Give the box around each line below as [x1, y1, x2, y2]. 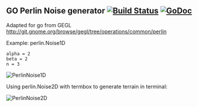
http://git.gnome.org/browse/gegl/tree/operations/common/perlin [6, 28, 167, 35]
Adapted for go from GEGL [6, 21, 72, 28]
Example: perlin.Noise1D [6, 39, 65, 46]
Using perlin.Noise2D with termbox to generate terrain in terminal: [6, 83, 168, 90]
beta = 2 [6, 56, 28, 62]
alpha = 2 [6, 51, 31, 57]
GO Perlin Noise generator [6, 6, 105, 16]
